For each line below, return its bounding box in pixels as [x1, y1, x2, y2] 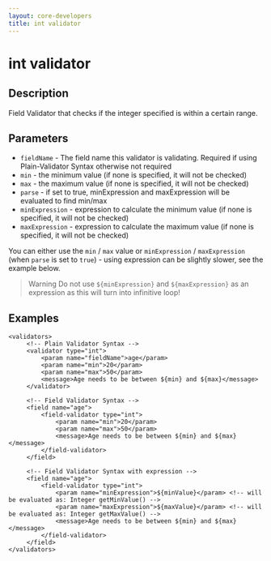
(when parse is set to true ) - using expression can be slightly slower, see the [8, 255, 264, 264]
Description [8, 87, 69, 101]
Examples [8, 311, 59, 325]
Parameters [8, 131, 69, 145]
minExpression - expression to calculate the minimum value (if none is [19, 204, 252, 215]
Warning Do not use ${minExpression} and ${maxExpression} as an [28, 279, 249, 289]
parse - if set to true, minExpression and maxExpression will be [19, 187, 231, 197]
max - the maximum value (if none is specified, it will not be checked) [19, 179, 249, 189]
